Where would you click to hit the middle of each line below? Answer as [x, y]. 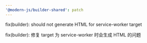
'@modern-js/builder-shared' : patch [44, 10]
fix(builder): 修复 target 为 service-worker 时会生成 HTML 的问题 [73, 35]
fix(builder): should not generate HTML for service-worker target [74, 24]
